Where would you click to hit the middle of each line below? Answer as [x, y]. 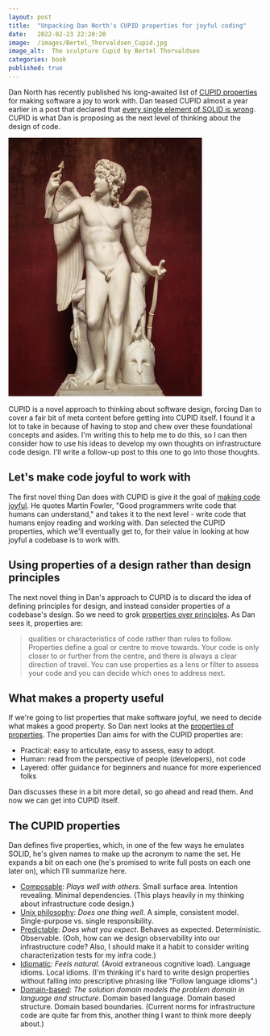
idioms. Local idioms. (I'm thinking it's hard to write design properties [135, 972]
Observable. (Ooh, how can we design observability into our [120, 938]
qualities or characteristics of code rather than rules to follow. [130, 639]
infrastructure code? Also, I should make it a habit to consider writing [135, 947]
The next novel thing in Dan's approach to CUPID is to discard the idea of [130, 597]
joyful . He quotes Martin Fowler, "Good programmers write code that [122, 505]
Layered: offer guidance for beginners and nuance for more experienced [141, 768]
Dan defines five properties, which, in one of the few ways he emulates [127, 845]
